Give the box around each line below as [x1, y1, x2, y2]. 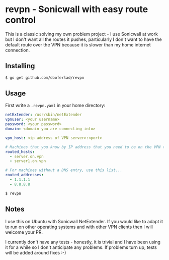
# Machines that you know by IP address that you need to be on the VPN [5, 144, 161, 149]
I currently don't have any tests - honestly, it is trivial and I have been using [5, 239, 161, 245]
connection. [5, 47, 30, 53]
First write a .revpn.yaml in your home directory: [5, 102, 106, 109]
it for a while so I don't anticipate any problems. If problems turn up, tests [5, 244, 157, 250]
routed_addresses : [5, 173, 44, 178]
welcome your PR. [5, 229, 43, 235]
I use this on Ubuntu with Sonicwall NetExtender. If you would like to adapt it [5, 218, 163, 224]
